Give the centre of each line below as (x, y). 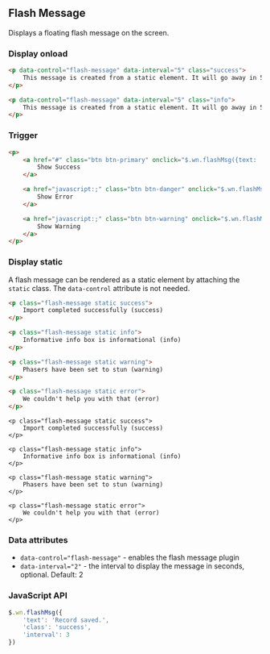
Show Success (59, 167)
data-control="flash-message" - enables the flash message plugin (129, 558)
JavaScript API (38, 596)
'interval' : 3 (46, 635)
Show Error (55, 197)
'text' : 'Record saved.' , (66, 620)
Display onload (38, 53)
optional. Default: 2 (51, 575)
